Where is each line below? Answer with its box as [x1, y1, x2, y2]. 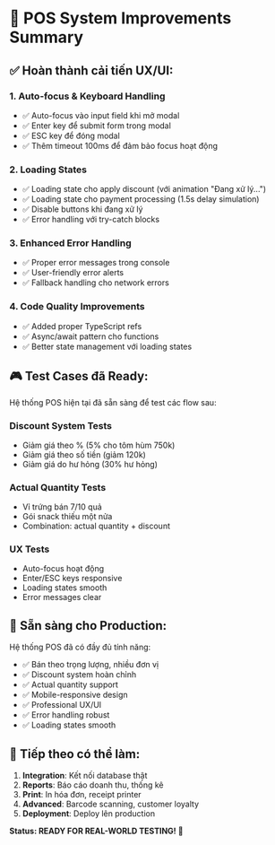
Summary [9, 27, 83, 48]
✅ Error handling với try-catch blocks [21, 214, 159, 225]
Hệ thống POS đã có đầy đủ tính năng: [9, 641, 151, 653]
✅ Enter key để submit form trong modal [21, 120, 172, 131]
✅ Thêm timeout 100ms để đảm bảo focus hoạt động [21, 140, 218, 151]
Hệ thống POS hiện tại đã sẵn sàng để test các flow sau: [9, 396, 217, 407]
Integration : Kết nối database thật [21, 771, 148, 781]
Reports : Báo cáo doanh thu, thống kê [21, 780, 164, 790]
